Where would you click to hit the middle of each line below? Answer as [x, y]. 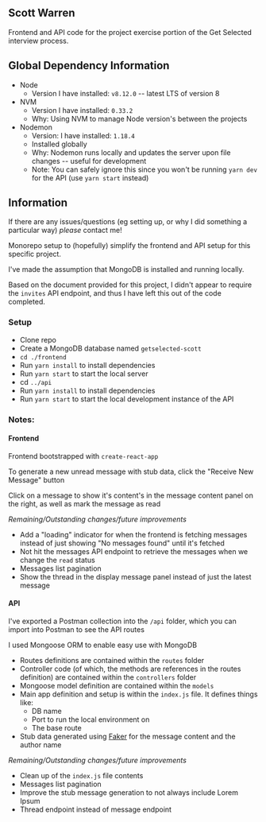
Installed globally [59, 144]
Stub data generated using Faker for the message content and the [127, 737]
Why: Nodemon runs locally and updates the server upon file [131, 152]
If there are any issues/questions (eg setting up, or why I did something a [128, 222]
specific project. [35, 254]
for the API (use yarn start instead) [90, 177]
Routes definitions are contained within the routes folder [112, 661]
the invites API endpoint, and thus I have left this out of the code [115, 293]
